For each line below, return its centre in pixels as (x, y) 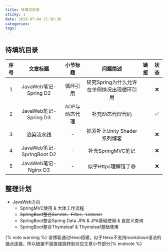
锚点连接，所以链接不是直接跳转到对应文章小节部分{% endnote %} (74, 244)
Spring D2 (39, 93)
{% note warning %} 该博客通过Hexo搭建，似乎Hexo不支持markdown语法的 (83, 237)
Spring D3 (39, 117)
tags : (11, 28)
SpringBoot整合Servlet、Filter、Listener (61, 214)
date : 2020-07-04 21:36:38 (33, 19)
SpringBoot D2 (39, 154)
